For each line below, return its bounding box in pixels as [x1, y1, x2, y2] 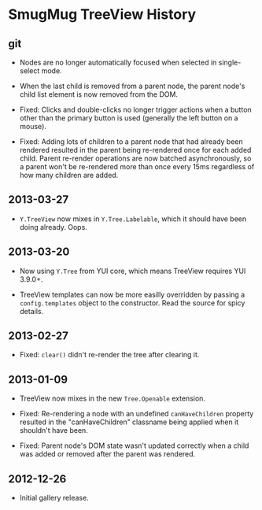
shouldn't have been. [19, 426, 88, 435]
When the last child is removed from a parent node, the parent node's [19, 81, 245, 91]
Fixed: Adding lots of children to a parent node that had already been [19, 137, 244, 146]
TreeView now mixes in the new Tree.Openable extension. [19, 394, 206, 403]
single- [218, 57, 242, 67]
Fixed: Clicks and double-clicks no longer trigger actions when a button [19, 105, 252, 114]
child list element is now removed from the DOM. [19, 90, 179, 99]
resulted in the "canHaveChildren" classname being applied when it [19, 417, 239, 427]
